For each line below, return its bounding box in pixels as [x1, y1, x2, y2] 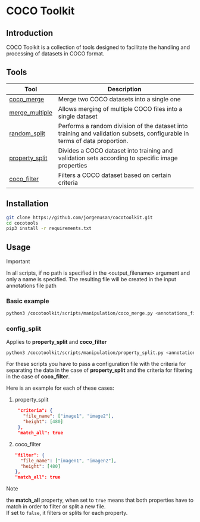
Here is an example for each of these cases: [6, 384, 114, 392]
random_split [9, 129, 46, 138]
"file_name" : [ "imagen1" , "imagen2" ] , [20, 458, 117, 464]
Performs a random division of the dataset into [58, 122, 188, 130]
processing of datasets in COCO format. [6, 50, 105, 57]
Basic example [6, 297, 49, 305]
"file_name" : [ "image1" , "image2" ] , [23, 413, 114, 420]
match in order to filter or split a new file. [6, 503, 106, 510]
